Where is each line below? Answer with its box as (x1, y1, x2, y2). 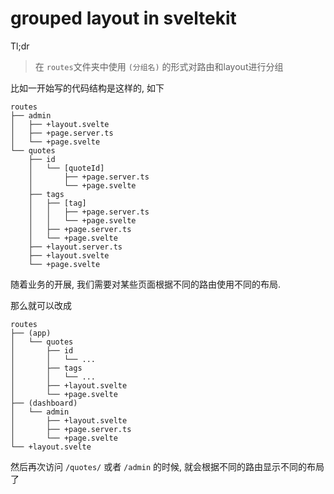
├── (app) (10, 328, 52, 338)
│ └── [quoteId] (28, 163, 105, 173)
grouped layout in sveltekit (10, 7, 237, 30)
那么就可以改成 (10, 299, 72, 311)
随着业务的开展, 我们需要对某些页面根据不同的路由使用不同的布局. (10, 278, 282, 290)
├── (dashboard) (10, 398, 78, 408)
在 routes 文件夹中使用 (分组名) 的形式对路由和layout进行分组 (34, 60, 284, 72)
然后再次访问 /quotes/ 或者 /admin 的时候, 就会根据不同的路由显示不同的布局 (10, 460, 325, 472)
